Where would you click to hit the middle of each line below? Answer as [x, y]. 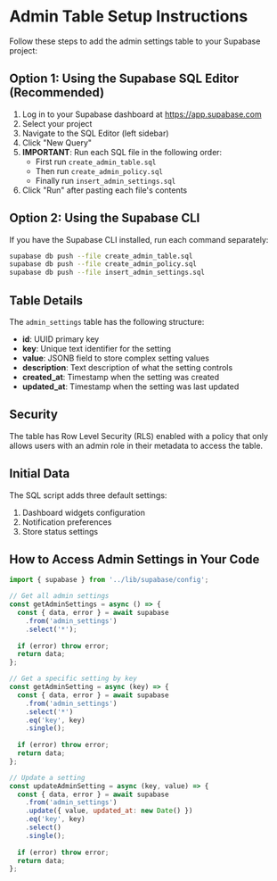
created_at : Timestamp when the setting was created [121, 377]
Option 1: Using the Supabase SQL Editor [124, 79]
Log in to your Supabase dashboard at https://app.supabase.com [142, 114]
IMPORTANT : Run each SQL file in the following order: [122, 152]
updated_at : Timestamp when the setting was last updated [130, 386]
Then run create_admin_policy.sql [99, 170]
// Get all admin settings [59, 596]
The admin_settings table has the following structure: [107, 322]
